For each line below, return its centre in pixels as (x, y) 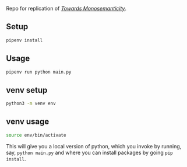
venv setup (27, 90)
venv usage (28, 122)
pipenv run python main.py (39, 72)
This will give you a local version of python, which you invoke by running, (94, 146)
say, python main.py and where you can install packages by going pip (89, 152)
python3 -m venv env (31, 104)
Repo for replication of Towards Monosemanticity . (66, 8)
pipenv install (24, 40)
